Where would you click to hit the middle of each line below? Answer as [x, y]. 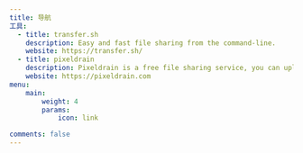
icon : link [78, 118]
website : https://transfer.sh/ [84, 51]
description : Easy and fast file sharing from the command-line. [151, 43]
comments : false [40, 135]
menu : [19, 85]
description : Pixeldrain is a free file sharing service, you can [153, 68]
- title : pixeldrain [56, 59]
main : [36, 93]
